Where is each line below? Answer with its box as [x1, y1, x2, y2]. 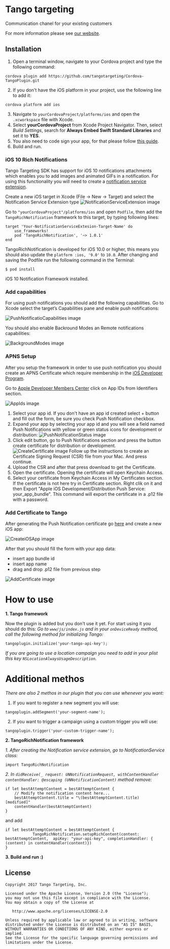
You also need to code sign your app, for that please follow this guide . [12, 138, 159, 144]
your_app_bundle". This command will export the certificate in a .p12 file [12, 491, 163, 497]
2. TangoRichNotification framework [5, 737, 84, 743]
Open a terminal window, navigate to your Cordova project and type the [12, 58, 162, 64]
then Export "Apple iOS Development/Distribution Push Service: [12, 486, 146, 492]
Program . [5, 375, 25, 381]
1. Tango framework [5, 611, 48, 617]
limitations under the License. [5, 940, 74, 945]
